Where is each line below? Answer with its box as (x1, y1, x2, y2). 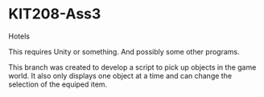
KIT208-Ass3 (8, 5, 101, 23)
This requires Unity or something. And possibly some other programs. (8, 46, 240, 56)
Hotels (8, 31, 31, 41)
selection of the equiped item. (8, 79, 108, 89)
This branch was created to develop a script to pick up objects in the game (8, 62, 257, 72)
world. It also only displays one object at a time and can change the (8, 71, 232, 80)
